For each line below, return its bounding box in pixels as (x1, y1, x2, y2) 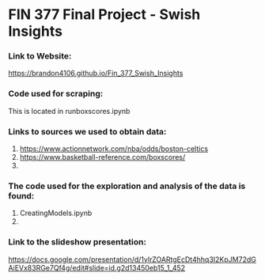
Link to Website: (8, 51, 72, 62)
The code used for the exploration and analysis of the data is (8, 180, 246, 191)
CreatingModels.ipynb (19, 208, 93, 218)
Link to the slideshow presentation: (8, 236, 146, 248)
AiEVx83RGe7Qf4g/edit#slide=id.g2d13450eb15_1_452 (8, 263, 186, 272)
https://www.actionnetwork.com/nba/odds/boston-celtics (19, 144, 208, 153)
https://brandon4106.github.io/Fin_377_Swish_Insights (8, 69, 184, 78)
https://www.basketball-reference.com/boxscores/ (19, 153, 186, 162)
